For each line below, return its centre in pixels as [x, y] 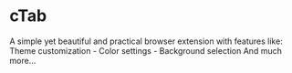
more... [23, 60]
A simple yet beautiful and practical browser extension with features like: [146, 41]
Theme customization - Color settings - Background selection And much [146, 50]
